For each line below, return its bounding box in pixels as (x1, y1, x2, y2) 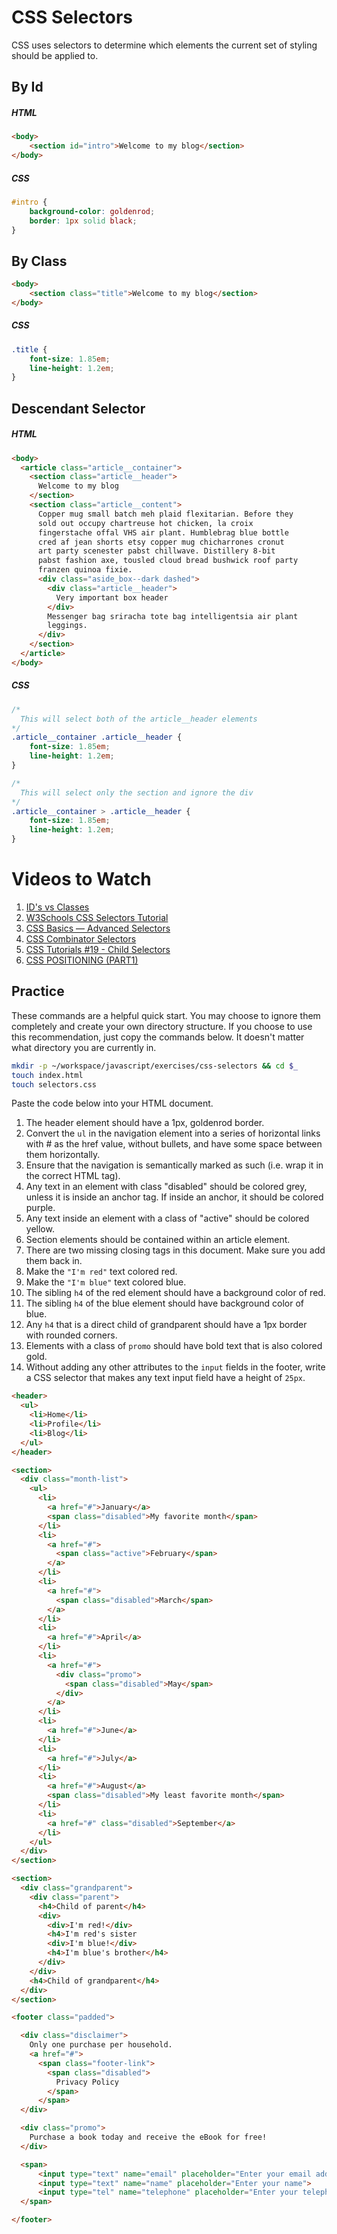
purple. (25, 1202, 56, 1214)
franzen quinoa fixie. (37, 565, 133, 575)
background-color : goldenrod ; (29, 206, 156, 216)
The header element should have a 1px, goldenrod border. (25, 1117, 265, 1129)
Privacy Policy (55, 2077, 119, 2087)
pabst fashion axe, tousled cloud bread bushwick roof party (37, 556, 299, 566)
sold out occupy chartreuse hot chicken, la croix (37, 518, 254, 528)
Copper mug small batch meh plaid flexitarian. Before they (37, 509, 294, 519)
